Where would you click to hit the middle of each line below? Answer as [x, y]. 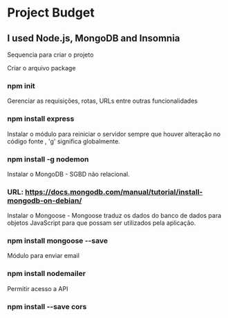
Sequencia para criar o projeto [50, 54]
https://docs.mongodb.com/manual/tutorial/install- [114, 192]
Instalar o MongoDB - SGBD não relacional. [68, 174]
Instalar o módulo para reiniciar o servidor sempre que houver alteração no [114, 134]
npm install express [41, 119]
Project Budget [51, 13]
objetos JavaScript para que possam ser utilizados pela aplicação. [102, 223]
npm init [21, 86]
